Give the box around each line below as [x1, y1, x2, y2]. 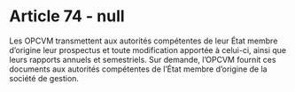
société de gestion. [9, 73, 80, 83]
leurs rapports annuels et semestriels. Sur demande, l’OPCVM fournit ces [9, 54, 276, 65]
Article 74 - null [9, 6, 126, 27]
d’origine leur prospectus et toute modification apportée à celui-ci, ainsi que [9, 44, 287, 55]
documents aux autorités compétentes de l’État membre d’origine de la [9, 64, 268, 74]
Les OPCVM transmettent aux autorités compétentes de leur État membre [9, 35, 278, 46]
